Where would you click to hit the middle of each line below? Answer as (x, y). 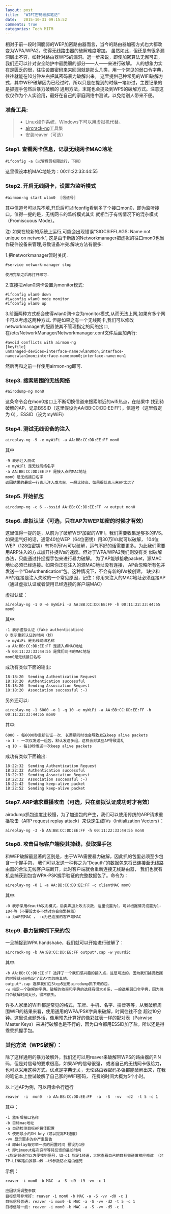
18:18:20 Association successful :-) (46, 690)
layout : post (19, 10)
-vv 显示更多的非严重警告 (29, 1139)
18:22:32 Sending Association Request (48, 775)
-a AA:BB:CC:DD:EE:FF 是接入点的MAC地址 (46, 471)
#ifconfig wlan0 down (28, 295)
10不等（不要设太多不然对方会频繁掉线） (42, 911)
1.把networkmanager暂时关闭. (37, 255)
